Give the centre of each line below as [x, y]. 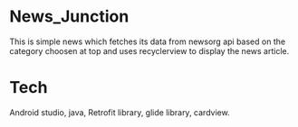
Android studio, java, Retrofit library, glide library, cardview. [120, 112]
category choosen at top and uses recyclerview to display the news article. [149, 50]
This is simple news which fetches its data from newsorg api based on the [148, 41]
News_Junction [69, 17]
